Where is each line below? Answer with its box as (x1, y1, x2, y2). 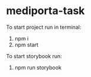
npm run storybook (14, 63, 62, 71)
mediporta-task (6, 4, 85, 18)
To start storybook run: (6, 52, 62, 59)
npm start (14, 41, 38, 48)
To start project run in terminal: (6, 24, 82, 31)
